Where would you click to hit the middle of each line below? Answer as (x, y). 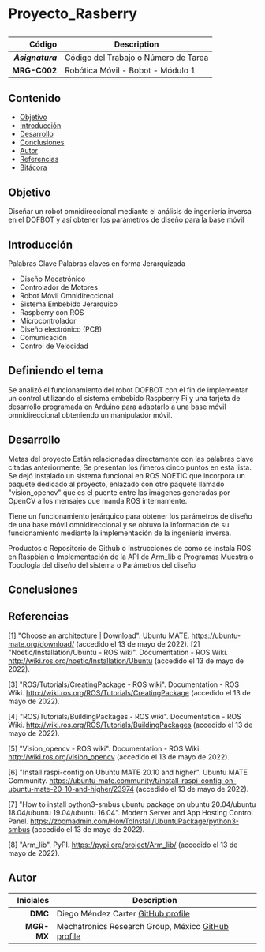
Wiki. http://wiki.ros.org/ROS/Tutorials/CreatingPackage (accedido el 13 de (129, 692)
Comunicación (43, 338)
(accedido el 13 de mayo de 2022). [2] (138, 643)
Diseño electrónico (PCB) (61, 329)
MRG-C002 (35, 70)
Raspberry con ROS (52, 313)
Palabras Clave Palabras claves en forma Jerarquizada (97, 264)
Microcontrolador (48, 321)
